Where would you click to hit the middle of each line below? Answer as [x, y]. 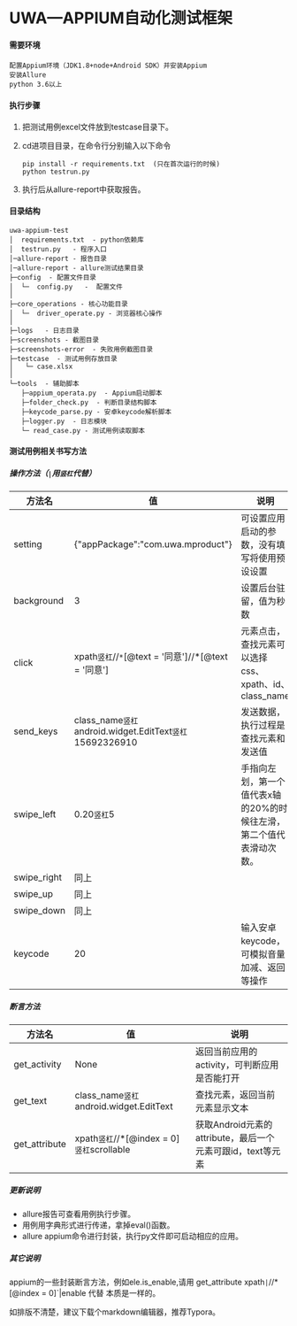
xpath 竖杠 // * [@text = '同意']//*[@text [151, 657]
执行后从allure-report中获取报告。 [84, 189]
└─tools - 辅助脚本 [44, 383]
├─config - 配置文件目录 [53, 277]
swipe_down [40, 911]
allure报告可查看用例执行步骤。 [78, 1214]
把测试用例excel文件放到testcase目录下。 [98, 127]
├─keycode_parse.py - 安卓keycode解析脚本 [96, 412]
